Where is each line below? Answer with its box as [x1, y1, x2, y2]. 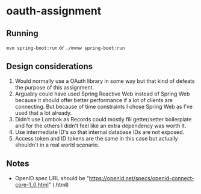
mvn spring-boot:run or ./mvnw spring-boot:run [6, 44, 125, 51]
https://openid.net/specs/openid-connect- [89, 174, 194, 181]
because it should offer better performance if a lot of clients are [14, 96, 173, 103]
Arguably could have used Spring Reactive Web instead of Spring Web [14, 90, 190, 97]
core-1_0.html [14, 181, 49, 188]
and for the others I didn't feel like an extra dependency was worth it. [14, 122, 187, 129]
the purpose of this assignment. [14, 83, 94, 91]
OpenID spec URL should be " [14, 174, 90, 181]
